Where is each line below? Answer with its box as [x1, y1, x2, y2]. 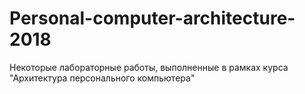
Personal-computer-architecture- [9, 7, 296, 30]
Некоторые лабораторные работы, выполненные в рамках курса [9, 61, 289, 73]
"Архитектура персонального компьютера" [9, 72, 196, 84]
